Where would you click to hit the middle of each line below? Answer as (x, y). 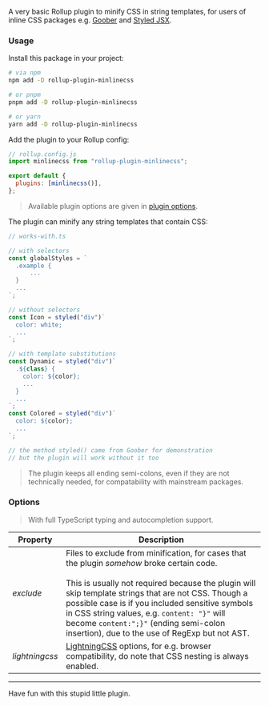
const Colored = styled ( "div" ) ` (62, 414)
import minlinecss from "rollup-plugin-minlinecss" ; (98, 162)
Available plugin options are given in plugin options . (113, 206)
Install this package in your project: (66, 58)
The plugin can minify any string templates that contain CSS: (108, 221)
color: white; (39, 325)
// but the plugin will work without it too (84, 458)
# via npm (25, 73)
